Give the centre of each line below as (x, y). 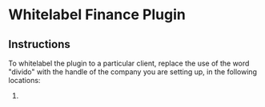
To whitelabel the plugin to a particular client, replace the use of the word (129, 63)
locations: (24, 80)
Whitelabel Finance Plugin (97, 15)
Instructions (39, 44)
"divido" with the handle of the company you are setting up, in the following (133, 72)
